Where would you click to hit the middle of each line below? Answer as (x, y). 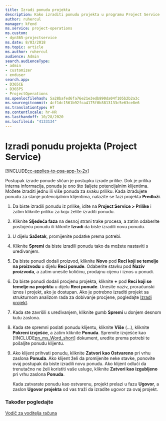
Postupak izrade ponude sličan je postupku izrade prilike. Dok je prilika (78, 180)
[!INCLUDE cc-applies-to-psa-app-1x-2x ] (47, 171)
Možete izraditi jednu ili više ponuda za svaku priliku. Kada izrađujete (76, 191)
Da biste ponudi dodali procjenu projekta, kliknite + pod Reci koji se (82, 281)
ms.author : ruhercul (27, 52)
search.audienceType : (28, 61)
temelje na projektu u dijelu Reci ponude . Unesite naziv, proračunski (83, 286)
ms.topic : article (24, 47)
